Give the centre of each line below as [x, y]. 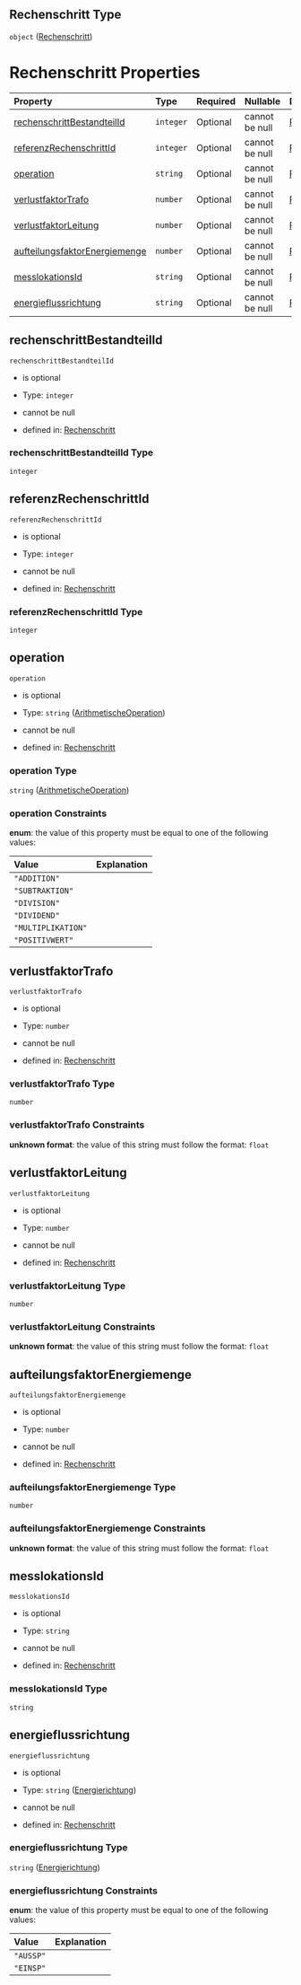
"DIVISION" [37, 903]
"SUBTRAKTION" [44, 891]
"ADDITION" [37, 878]
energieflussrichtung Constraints [84, 1891]
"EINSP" [30, 1968]
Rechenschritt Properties [105, 73]
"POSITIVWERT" [44, 940]
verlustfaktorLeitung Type [68, 1286]
